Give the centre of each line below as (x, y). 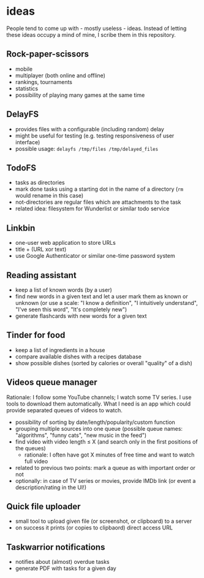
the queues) (30, 448)
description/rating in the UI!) (51, 487)
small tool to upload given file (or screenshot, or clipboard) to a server (103, 521)
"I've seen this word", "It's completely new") (71, 309)
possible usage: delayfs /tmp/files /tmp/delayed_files (87, 148)
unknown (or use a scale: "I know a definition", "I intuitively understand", (106, 303)
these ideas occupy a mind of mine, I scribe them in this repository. (91, 34)
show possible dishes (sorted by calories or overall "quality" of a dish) (104, 363)
